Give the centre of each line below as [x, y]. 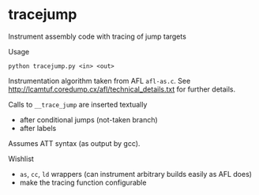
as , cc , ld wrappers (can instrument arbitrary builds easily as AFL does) [136, 174]
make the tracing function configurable [83, 182]
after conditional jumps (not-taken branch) [88, 119]
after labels [38, 128]
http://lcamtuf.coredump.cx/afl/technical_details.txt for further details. [122, 89]
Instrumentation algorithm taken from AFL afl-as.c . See [99, 81]
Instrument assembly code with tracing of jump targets [98, 36]
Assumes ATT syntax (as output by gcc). [74, 143]
